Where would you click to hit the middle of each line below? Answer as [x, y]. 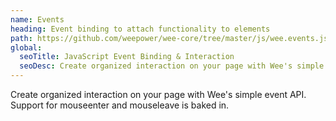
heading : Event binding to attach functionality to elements [140, 29]
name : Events [37, 19]
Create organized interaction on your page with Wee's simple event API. [158, 94]
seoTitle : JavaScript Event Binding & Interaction [127, 57]
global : [26, 47]
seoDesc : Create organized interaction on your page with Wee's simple [172, 66]
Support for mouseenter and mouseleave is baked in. [120, 105]
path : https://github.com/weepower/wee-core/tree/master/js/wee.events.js [169, 38]
